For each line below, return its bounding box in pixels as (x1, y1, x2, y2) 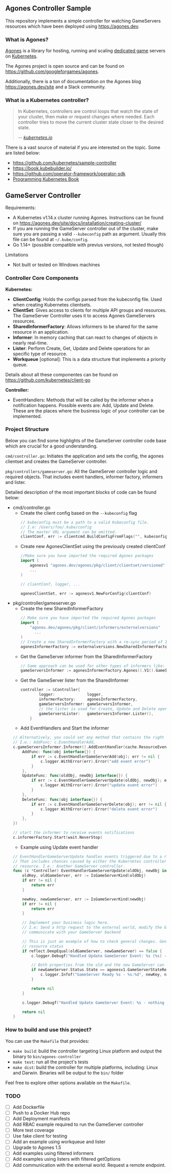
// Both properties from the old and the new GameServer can (31, 962, 165, 968)
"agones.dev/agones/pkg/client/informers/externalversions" (30, 625, 161, 630)
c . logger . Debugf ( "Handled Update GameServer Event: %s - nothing (22, 1000, 165, 1005)
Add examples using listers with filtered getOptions (12, 1156, 121, 1162)
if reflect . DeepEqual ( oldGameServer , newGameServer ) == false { (22, 948, 162, 954)
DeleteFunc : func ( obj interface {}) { (22, 797, 103, 802)
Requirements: (5, 205, 36, 211)
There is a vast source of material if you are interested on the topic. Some (5, 145, 160, 151)
